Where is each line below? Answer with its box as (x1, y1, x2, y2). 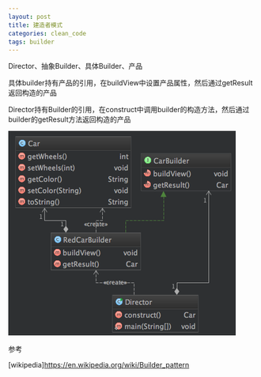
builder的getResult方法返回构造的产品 (8, 115, 131, 124)
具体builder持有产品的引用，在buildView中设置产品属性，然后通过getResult (8, 78, 253, 88)
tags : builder (8, 38, 55, 46)
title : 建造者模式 (8, 21, 63, 29)
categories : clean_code (8, 29, 87, 37)
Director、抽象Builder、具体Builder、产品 (8, 62, 143, 71)
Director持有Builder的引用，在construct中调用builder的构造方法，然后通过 (8, 105, 250, 115)
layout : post (8, 13, 51, 21)
